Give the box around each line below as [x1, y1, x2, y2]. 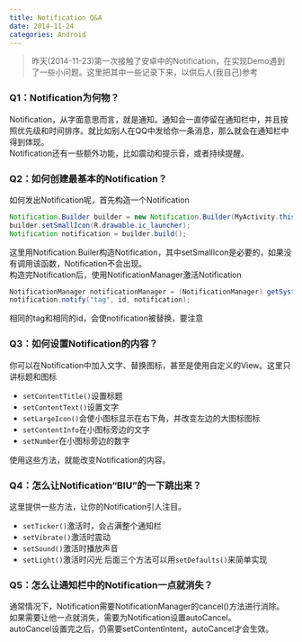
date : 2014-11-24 [9, 22, 75, 31]
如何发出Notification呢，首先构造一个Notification [9, 194, 191, 205]
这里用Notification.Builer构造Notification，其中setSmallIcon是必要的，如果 [9, 247, 285, 258]
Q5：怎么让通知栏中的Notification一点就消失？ [9, 578, 214, 591]
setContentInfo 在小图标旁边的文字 [22, 424, 151, 435]
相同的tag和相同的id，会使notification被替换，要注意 [9, 312, 204, 324]
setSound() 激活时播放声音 [22, 542, 119, 554]
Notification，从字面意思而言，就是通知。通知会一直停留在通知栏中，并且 [9, 113, 281, 124]
